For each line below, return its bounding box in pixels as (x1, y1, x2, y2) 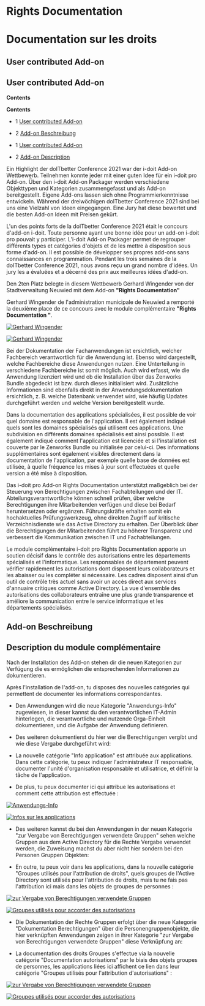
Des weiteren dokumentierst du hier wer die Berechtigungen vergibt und (15, 733, 198, 741)
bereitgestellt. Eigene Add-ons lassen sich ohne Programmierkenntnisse (6, 191, 188, 199)
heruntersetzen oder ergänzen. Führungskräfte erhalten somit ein (6, 507, 171, 515)
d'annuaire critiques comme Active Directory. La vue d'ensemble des (6, 584, 181, 592)
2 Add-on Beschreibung (15, 129, 76, 137)
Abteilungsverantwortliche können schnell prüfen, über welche (6, 494, 165, 502)
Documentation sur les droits (6, 32, 157, 47)
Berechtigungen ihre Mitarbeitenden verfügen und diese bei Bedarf (6, 501, 176, 508)
